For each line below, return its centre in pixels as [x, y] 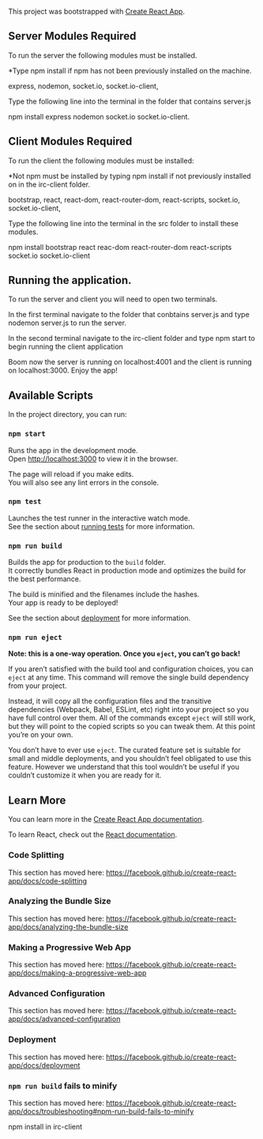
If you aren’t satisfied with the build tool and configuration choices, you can [131, 669]
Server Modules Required [72, 36]
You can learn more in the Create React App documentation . [106, 819]
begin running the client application [66, 346]
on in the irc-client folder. [49, 184]
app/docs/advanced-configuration [64, 1019]
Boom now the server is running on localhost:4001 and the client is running [130, 362]
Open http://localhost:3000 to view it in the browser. [93, 459]
